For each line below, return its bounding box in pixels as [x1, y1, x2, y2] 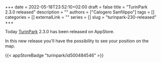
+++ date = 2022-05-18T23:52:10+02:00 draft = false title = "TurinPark [5, 4, 148, 10]
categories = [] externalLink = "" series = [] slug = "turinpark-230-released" [5, 14, 157, 20]
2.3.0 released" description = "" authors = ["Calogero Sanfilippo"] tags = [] [5, 9, 155, 15]
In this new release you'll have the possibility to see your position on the [5, 38, 149, 44]
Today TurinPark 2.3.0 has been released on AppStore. [5, 29, 115, 34]
